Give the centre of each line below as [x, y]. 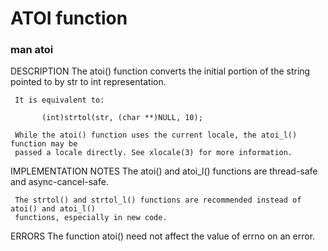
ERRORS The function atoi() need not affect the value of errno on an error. [163, 236]
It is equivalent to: [59, 100]
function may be [44, 144]
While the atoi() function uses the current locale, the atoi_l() [156, 135]
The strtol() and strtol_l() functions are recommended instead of [158, 200]
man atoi [32, 50]
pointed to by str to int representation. [88, 82]
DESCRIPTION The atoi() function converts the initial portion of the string [160, 71]
